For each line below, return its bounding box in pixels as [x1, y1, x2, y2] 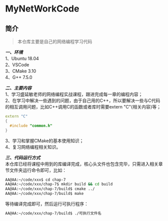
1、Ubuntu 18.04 [5, 56, 39, 61]
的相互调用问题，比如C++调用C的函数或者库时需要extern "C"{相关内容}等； [5, 104, 161, 109]
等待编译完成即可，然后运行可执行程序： [5, 201, 88, 206]
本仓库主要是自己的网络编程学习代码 [17, 39, 92, 44]
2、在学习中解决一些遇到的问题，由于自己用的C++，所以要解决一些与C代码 [5, 97, 160, 103]
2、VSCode [5, 62, 29, 68]
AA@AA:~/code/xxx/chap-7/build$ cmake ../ [5, 186, 95, 191]
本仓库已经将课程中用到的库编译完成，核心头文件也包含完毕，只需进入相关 [5, 161, 158, 167]
